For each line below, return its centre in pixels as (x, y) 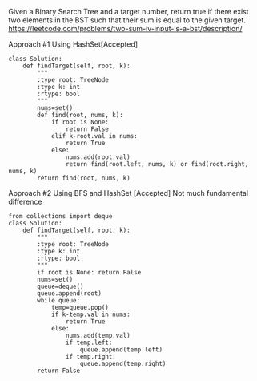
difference (25, 201)
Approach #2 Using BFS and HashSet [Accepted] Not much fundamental (128, 193)
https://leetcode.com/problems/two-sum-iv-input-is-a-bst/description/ (125, 28)
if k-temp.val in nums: (90, 314)
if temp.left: (89, 342)
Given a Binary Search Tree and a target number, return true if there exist (129, 12)
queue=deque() (60, 286)
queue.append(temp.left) (121, 350)
